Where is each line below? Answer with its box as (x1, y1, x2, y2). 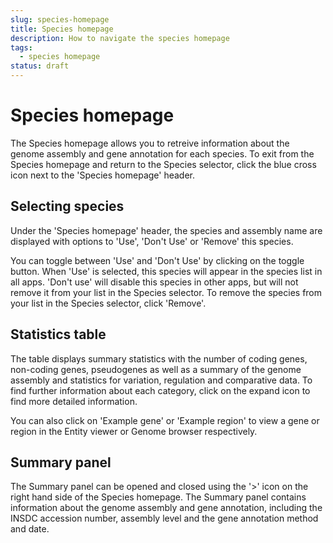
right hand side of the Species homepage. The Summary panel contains (10, 491, 307, 503)
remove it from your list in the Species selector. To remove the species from (10, 286, 323, 298)
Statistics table (10, 326, 107, 343)
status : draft (10, 61, 70, 71)
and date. (10, 523, 50, 535)
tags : (10, 42, 33, 53)
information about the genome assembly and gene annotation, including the (10, 502, 323, 514)
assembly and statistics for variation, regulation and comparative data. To (10, 374, 313, 386)
